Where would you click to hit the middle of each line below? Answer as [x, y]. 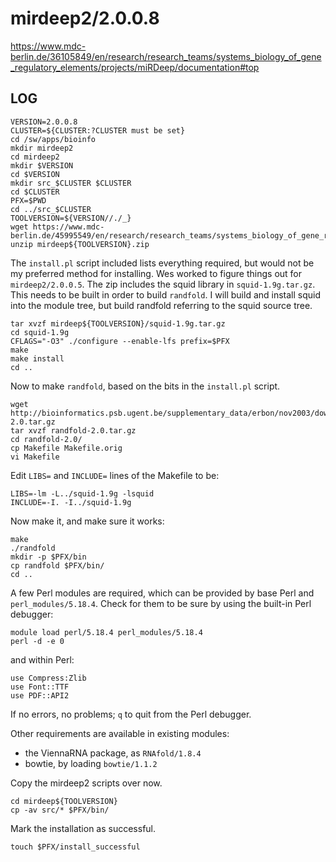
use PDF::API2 [40, 695]
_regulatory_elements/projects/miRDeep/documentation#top [135, 67]
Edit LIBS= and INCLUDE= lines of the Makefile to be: [115, 475]
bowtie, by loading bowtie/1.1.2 [91, 763]
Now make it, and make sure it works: [87, 521]
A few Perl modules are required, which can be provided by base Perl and [162, 593]
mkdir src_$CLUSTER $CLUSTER [71, 183]
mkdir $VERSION [42, 165]
